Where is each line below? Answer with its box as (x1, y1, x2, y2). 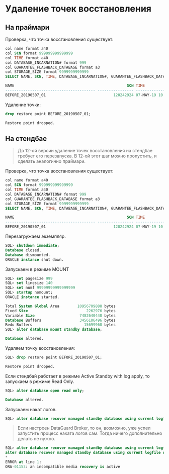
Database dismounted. (5, 252, 51, 257)
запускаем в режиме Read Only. (5, 378, 74, 385)
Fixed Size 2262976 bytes (5, 308, 116, 313)
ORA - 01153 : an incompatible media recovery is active (5, 464, 121, 469)
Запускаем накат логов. (5, 406, 57, 412)
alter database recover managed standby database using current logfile (5, 450, 161, 455)
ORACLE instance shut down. (5, 257, 64, 262)
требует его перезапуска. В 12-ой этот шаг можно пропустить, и (17, 153, 157, 159)
